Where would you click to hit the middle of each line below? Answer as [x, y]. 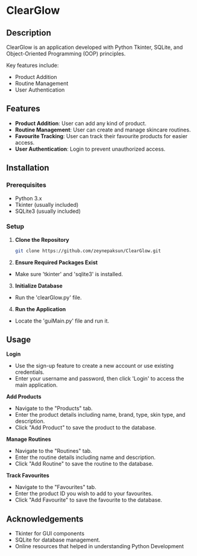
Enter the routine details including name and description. [85, 457]
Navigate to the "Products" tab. [54, 408]
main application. [36, 385]
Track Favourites [28, 475]
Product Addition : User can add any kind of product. [80, 123]
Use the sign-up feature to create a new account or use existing [94, 366]
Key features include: [33, 65]
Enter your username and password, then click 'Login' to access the [99, 379]
